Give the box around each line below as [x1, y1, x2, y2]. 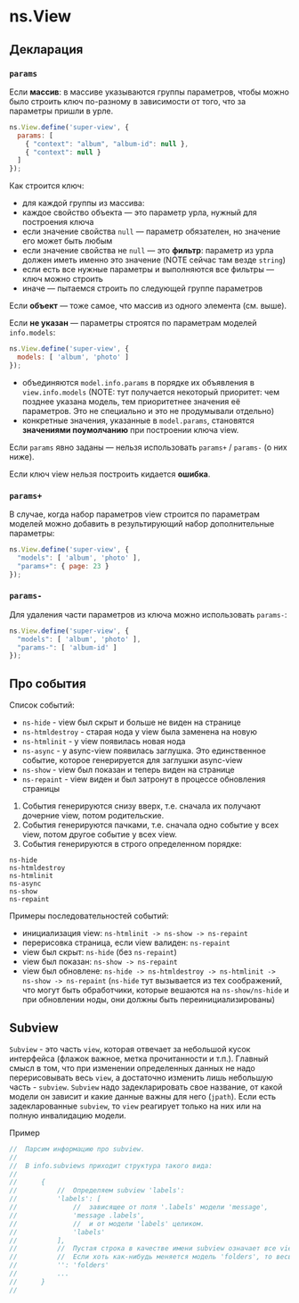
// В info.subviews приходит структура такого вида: [9, 1161, 214, 1170]
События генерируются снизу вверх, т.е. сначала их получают [21, 801, 262, 811]
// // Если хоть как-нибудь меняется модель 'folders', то [9, 1252, 273, 1262]
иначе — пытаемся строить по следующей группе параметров [21, 283, 263, 294]
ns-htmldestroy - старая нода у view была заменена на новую [21, 726, 258, 737]
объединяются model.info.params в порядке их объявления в [21, 377, 255, 387]
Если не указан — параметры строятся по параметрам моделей [9, 318, 257, 328]
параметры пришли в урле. [9, 105, 114, 116]
